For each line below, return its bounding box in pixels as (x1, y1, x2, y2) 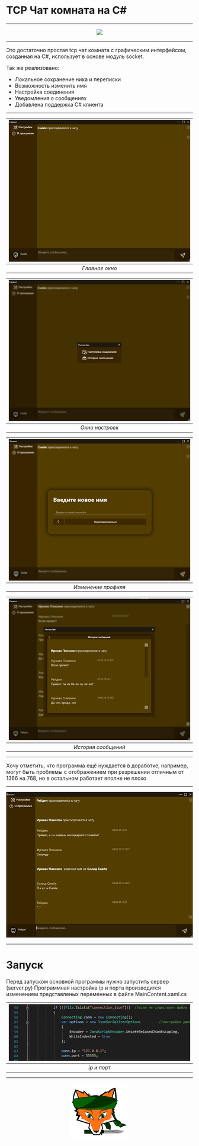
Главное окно (82, 265, 117, 272)
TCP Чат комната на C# (6, 4, 127, 17)
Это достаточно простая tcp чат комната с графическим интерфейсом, (6, 46, 187, 53)
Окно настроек (80, 424, 119, 431)
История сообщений (73, 743, 126, 750)
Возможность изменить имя (14, 82, 87, 89)
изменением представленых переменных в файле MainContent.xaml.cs (6, 991, 187, 997)
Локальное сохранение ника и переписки (14, 75, 121, 83)
